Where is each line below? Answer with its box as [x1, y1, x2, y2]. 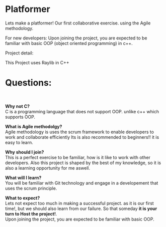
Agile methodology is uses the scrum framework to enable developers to [5, 129, 154, 135]
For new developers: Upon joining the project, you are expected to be [5, 35, 148, 41]
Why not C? [5, 103, 30, 109]
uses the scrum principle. [5, 185, 57, 191]
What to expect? [5, 195, 40, 201]
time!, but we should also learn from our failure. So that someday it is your [5, 206, 158, 212]
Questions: [5, 77, 52, 88]
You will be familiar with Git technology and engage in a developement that [5, 180, 159, 186]
